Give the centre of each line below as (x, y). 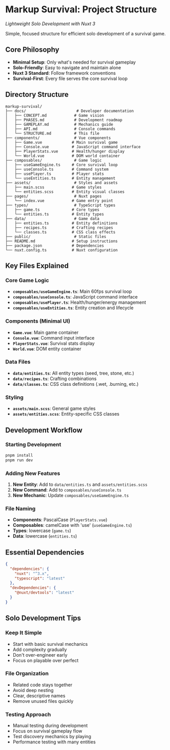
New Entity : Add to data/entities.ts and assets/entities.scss (80, 484)
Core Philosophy (33, 50)
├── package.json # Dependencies (55, 245)
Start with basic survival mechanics (50, 644)
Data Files (18, 362)
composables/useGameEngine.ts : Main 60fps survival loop (72, 291)
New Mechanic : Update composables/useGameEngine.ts (71, 495)
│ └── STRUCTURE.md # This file (52, 133)
